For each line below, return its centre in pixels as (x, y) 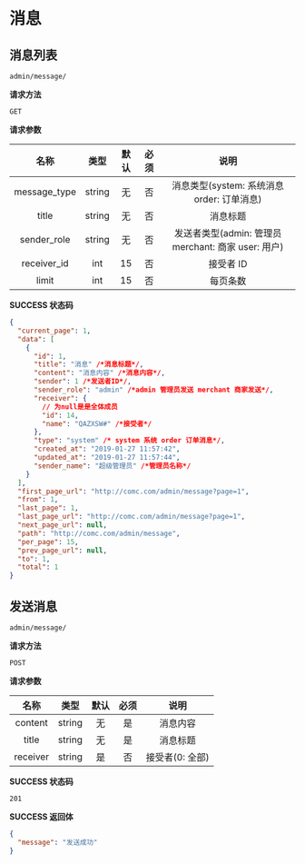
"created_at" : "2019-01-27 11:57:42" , (107, 449)
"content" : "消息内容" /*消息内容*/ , (99, 373)
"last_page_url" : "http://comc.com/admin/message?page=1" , (132, 517)
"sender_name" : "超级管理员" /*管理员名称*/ (112, 466)
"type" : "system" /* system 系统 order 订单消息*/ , (129, 441)
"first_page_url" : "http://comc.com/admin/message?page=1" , (133, 492)
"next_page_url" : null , (62, 525)
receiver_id (45, 263)
